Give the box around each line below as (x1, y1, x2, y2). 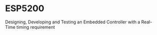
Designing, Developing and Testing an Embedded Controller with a (5, 19, 141, 25)
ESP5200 (5, 3, 44, 14)
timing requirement (16, 24, 55, 30)
